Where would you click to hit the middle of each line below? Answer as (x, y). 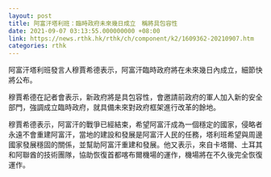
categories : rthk (38, 46)
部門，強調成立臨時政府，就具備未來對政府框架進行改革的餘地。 (114, 107)
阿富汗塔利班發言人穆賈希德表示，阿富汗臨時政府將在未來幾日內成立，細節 (132, 70)
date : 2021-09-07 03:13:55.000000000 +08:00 (84, 31)
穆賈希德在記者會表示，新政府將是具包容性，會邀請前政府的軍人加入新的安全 (135, 97)
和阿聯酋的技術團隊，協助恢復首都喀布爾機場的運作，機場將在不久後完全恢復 (135, 155)
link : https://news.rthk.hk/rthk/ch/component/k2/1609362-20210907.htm (131, 38)
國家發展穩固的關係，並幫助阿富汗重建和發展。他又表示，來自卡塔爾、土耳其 (135, 145)
